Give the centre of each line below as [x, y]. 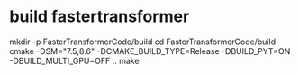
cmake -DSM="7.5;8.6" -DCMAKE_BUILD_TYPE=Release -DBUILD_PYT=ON [150, 51]
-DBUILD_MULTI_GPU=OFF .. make [74, 60]
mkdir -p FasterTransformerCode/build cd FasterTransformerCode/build [143, 42]
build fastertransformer [100, 17]
